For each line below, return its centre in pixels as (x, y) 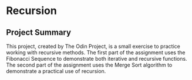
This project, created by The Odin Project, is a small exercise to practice (93, 46)
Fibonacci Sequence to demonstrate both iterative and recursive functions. (97, 59)
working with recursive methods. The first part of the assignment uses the (96, 53)
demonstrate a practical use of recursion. (56, 71)
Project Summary (39, 32)
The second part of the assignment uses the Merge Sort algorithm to (89, 65)
